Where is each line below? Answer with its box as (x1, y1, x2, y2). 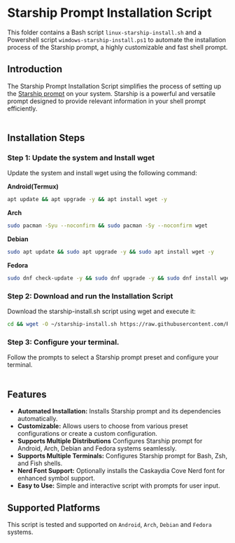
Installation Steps (7, 132, 85, 144)
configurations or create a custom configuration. (17, 429, 157, 438)
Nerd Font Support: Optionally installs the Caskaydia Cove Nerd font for (17, 467, 225, 475)
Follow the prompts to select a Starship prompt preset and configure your (7, 353, 219, 362)
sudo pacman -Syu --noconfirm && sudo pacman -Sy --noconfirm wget (7, 222, 208, 229)
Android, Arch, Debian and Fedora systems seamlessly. (17, 444, 177, 453)
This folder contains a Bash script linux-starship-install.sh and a (7, 28, 201, 36)
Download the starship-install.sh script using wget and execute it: (7, 307, 196, 316)
